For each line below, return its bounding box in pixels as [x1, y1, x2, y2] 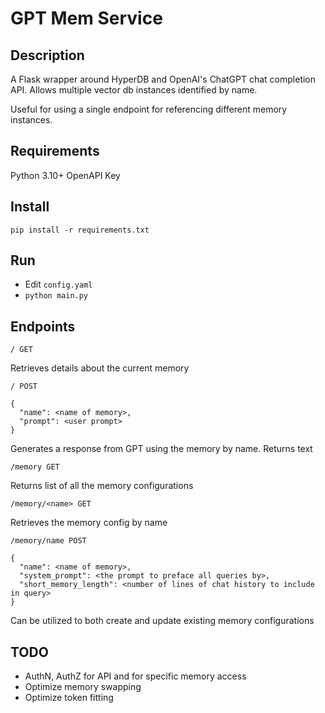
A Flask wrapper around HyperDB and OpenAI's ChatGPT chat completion [10, 73, 317, 85]
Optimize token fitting [24, 692, 114, 704]
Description [10, 47, 85, 64]
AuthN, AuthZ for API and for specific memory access [24, 670, 247, 682]
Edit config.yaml [24, 278, 93, 291]
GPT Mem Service [10, 7, 163, 30]
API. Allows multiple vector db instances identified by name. [10, 84, 258, 96]
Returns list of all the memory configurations [10, 480, 194, 492]
